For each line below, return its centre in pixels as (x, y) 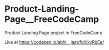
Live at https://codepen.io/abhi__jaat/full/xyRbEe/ (54, 42)
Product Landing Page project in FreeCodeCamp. (54, 33)
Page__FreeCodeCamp (52, 19)
